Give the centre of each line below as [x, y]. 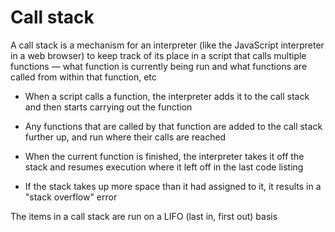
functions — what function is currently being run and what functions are [159, 66]
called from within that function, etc [83, 77]
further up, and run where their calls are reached [125, 137]
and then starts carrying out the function [108, 107]
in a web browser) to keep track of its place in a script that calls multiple [158, 55]
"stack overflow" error [71, 197]
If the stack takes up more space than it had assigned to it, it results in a [173, 186]
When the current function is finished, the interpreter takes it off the [164, 156]
